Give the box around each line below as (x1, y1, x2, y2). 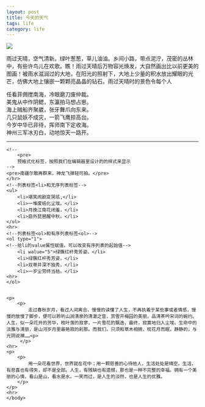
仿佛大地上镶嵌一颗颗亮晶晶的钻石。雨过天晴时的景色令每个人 (16, 77, 172, 85)
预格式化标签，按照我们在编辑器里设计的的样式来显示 (17, 159, 131, 165)
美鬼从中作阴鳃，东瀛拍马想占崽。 (6, 98, 92, 106)
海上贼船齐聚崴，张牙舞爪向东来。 (6, 106, 92, 113)
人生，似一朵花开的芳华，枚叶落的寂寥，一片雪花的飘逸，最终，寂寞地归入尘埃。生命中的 (6, 320, 197, 326)
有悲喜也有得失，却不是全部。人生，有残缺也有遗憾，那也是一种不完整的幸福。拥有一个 (6, 367, 193, 373)
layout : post (6, 9, 40, 15)
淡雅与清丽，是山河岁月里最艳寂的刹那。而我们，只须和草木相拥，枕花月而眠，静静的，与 (6, 326, 197, 333)
